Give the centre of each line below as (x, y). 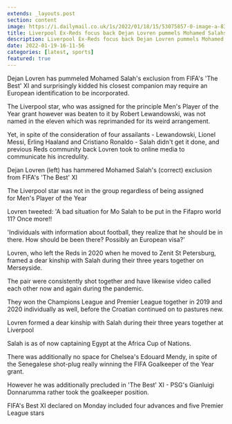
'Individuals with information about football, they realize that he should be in (115, 232)
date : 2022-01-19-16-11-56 (46, 46)
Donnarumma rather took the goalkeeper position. (78, 392)
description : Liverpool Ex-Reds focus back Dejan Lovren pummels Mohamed (116, 39)
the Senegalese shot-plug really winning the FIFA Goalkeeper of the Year (110, 364)
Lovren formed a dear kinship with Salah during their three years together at (115, 322)
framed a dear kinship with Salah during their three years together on (105, 260)
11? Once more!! (30, 219)
